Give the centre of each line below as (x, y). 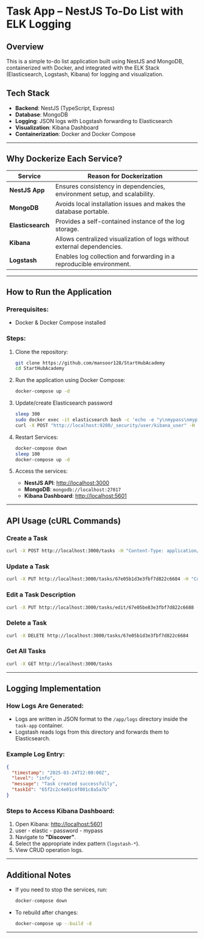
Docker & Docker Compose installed (60, 323)
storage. (67, 229)
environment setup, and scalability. (105, 194)
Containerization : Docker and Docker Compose (75, 134)
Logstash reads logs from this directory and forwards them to (92, 732)
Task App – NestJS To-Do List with (95, 11)
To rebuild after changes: (46, 912)
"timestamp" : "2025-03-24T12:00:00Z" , (61, 773)
